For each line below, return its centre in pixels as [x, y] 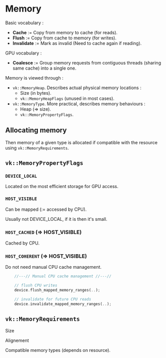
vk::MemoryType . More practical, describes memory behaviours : [79, 103]
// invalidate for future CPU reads [53, 299]
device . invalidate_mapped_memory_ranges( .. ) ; [63, 304]
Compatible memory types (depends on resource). [58, 350]
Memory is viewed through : [34, 78]
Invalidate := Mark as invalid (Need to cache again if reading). [77, 43]
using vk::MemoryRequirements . [37, 148]
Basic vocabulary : [24, 23]
